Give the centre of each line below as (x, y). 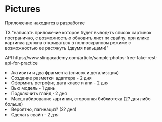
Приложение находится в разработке (45, 23)
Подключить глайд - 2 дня (39, 93)
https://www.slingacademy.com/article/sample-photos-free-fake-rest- (85, 57)
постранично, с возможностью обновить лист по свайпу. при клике (77, 38)
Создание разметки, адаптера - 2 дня (52, 78)
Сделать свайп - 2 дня (35, 114)
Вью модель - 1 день (33, 88)
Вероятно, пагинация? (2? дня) (44, 109)
